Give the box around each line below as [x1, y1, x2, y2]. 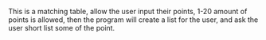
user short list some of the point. [8, 24, 115, 32]
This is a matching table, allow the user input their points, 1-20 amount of [8, 7, 248, 16]
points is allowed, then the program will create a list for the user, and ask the [8, 15, 259, 24]
